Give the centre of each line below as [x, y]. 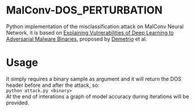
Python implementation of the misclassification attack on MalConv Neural [95, 26]
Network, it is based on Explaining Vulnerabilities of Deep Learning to [90, 32]
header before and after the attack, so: [53, 85]
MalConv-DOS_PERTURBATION [84, 10]
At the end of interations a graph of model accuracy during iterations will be [97, 96]
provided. [18, 103]
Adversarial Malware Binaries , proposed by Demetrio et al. [77, 39]
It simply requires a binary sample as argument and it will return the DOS [94, 79]
